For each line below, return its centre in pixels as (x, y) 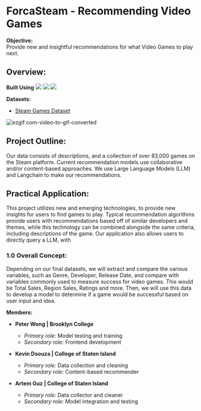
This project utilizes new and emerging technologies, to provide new (91, 208)
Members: (20, 312)
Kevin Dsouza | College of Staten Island (65, 353)
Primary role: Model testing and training (73, 335)
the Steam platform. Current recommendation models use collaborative (94, 162)
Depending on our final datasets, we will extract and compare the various (97, 269)
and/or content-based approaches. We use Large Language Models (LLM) (98, 168)
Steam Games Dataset (43, 111)
